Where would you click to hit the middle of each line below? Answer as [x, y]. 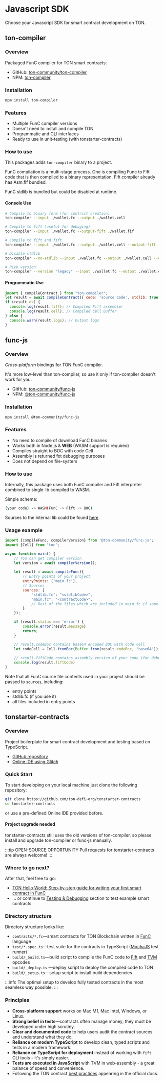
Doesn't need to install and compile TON [53, 129]
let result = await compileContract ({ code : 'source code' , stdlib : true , [83, 297]
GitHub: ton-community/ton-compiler [49, 72]
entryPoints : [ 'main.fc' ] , [50, 581]
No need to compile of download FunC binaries [60, 440]
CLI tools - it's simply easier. [41, 1057]
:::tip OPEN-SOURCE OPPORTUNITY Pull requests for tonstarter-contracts [80, 850]
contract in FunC [29, 893]
